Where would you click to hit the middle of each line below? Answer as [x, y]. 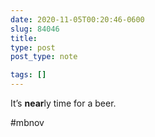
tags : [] [28, 75]
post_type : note [44, 57]
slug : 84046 [35, 29]
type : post [33, 47]
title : [24, 38]
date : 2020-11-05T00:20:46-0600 [77, 19]
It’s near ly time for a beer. [63, 103]
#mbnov [27, 122]
